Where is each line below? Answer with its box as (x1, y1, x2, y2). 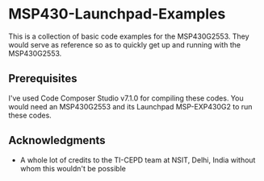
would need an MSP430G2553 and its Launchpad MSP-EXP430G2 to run (8, 101, 253, 111)
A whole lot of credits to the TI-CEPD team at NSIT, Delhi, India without (19, 154, 256, 165)
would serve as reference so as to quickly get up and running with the (8, 39, 241, 49)
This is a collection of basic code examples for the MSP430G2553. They (8, 31, 249, 41)
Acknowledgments (8, 134, 107, 147)
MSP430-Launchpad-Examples (8, 5, 226, 23)
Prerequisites (8, 72, 78, 85)
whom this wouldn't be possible (19, 163, 127, 173)
